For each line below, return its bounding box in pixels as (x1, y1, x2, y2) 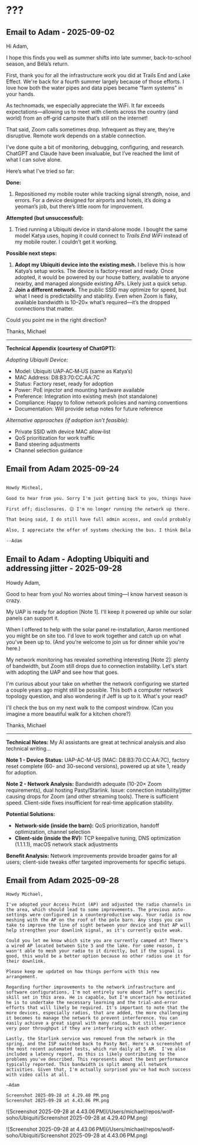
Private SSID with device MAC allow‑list (14, 428, 111, 435)
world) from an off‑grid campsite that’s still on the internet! (6, 114, 148, 121)
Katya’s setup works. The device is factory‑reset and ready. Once (14, 268, 174, 274)
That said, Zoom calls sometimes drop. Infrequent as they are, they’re (6, 126, 175, 133)
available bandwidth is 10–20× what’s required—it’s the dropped (14, 299, 170, 305)
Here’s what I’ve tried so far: (6, 167, 75, 175)
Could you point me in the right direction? (6, 317, 107, 323)
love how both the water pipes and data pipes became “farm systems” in (6, 84, 183, 91)
